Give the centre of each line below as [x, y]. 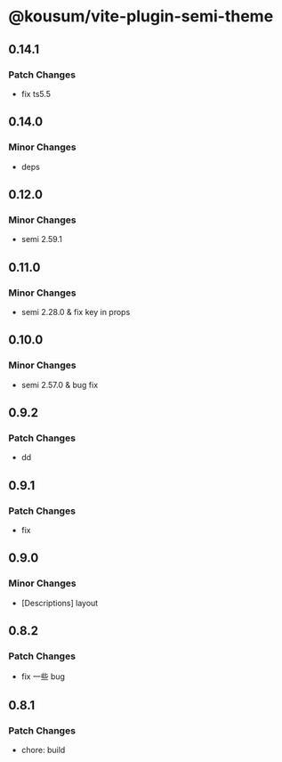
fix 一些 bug [43, 677]
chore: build [43, 750]
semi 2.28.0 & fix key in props [76, 312]
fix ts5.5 [36, 93]
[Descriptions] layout [60, 603]
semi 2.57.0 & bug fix [60, 385]
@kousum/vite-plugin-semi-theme [141, 16]
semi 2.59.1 [42, 239]
